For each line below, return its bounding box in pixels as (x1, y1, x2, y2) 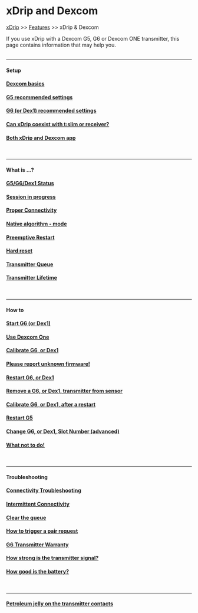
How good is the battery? (6, 568, 70, 575)
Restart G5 (6, 414, 34, 421)
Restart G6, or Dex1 (6, 373, 54, 381)
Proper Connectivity (6, 206, 57, 214)
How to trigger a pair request (6, 527, 78, 535)
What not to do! (6, 441, 45, 448)
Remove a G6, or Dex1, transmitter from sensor (6, 388, 123, 395)
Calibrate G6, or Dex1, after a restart (6, 401, 96, 408)
